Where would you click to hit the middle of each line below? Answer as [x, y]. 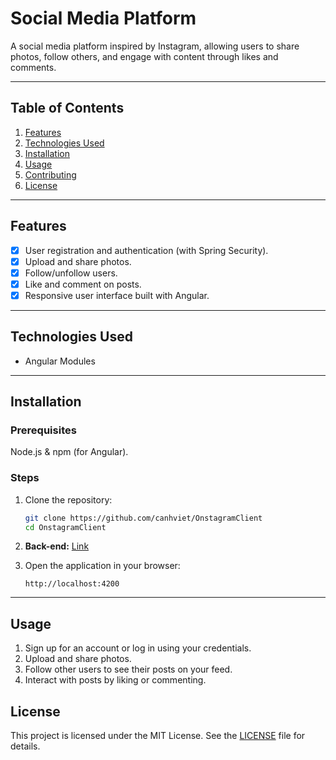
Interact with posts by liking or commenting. [115, 680]
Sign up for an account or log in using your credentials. [138, 648]
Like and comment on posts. [83, 284]
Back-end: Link [57, 546]
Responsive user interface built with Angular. [117, 295]
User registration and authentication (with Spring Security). [146, 250]
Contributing [50, 174]
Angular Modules [60, 361]
